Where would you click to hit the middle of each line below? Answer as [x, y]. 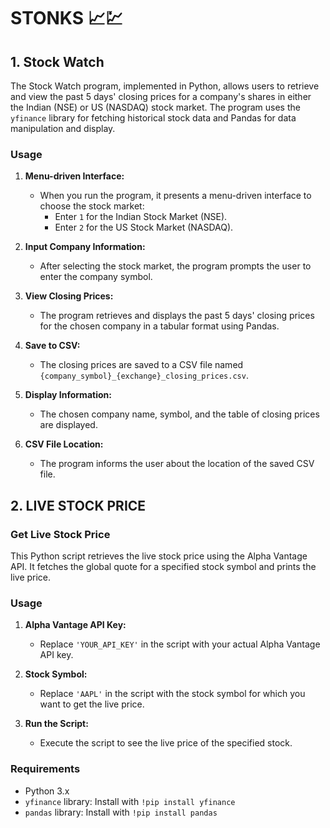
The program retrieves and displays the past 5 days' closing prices [177, 316]
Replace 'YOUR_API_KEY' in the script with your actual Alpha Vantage [180, 644]
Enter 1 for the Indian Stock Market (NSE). [141, 217]
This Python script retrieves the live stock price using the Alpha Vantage [159, 556]
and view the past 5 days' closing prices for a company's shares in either [161, 96]
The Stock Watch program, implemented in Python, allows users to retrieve [165, 86]
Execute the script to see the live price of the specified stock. [166, 743]
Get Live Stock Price [60, 534]
